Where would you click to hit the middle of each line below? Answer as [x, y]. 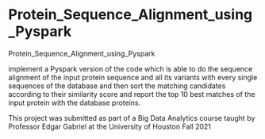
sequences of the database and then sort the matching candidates [117, 86]
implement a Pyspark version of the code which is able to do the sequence [131, 68]
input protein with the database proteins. [75, 102]
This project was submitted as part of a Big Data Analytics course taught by [132, 118]
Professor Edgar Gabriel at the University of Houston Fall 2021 [110, 126]
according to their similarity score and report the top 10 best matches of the [132, 94]
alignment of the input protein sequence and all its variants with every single [133, 77]
